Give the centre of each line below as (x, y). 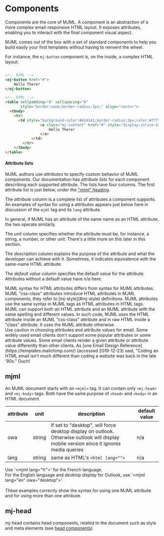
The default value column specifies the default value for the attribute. (75, 274)
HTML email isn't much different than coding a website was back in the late (81, 356)
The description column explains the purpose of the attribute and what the (80, 254)
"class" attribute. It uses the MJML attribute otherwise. (60, 325)
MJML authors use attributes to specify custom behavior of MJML (72, 174)
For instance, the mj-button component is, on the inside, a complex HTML (79, 56)
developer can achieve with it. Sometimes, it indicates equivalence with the (81, 259)
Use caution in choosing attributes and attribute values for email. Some (76, 330)
